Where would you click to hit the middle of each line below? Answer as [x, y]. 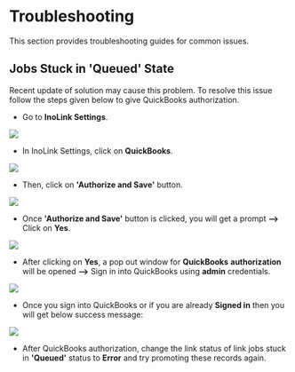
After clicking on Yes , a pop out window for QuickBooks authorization [151, 261]
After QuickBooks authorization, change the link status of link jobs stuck [154, 348]
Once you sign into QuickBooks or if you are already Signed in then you [153, 305]
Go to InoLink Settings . [65, 116]
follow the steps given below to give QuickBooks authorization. [124, 99]
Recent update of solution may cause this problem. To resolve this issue [141, 90]
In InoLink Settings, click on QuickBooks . [97, 150]
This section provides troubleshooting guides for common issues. [129, 41]
